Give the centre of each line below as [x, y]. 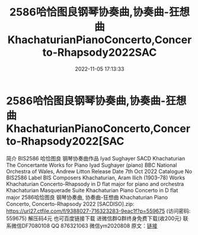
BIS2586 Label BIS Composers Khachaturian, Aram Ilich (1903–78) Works [96, 178]
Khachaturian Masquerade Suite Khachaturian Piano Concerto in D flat [92, 190]
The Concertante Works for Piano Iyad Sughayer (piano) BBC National [92, 165]
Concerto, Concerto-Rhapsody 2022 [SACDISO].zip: [70, 204]
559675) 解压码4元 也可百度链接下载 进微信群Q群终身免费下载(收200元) [94, 218]
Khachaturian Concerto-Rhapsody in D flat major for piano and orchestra [95, 184]
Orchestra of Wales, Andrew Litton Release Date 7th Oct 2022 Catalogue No [99, 171]
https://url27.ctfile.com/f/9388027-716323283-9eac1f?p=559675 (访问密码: [98, 211]
